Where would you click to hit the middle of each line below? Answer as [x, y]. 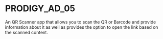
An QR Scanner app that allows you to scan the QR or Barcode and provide [81, 22]
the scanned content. [26, 32]
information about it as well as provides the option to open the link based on [81, 27]
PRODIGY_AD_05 [40, 9]
